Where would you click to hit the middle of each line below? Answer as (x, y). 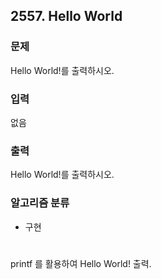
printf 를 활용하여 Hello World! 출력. (81, 263)
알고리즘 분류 (40, 203)
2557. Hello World (66, 16)
